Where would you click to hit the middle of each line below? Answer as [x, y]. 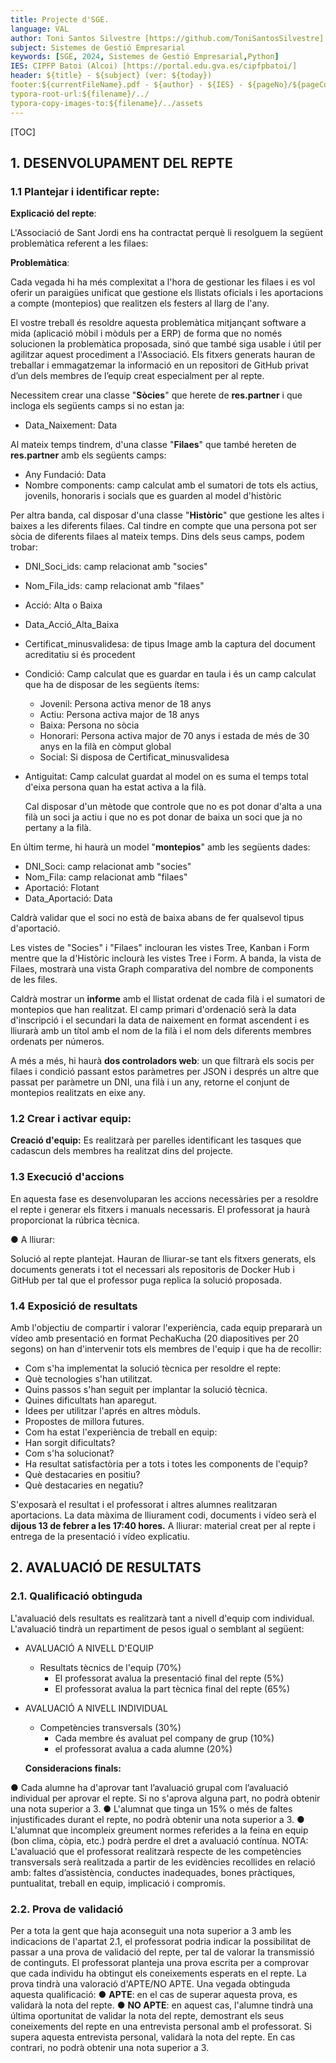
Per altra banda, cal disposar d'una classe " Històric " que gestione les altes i [167, 515]
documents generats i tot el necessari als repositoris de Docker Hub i [152, 1269]
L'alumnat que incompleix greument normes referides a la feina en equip [159, 1830]
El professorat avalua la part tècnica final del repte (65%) [172, 1688]
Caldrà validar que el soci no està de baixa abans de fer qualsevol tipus [157, 918]
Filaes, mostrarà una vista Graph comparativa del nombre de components [162, 969]
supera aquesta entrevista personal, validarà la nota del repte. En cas [153, 2037]
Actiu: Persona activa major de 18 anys [119, 715]
